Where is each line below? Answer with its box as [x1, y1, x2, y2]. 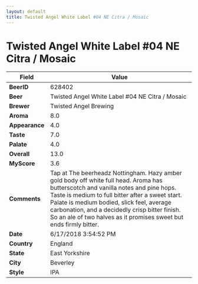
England [49, 239, 73, 248]
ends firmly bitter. [49, 220, 99, 229]
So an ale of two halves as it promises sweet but [49, 213, 184, 221]
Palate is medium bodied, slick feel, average [49, 198, 172, 206]
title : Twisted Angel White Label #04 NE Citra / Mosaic [6, 14, 149, 20]
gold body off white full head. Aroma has [49, 176, 163, 185]
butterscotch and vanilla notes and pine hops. [49, 183, 177, 192]
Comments [9, 195, 41, 203]
